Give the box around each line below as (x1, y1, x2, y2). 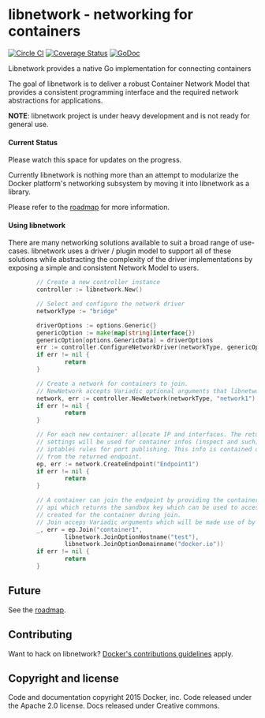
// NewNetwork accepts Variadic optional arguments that (36, 387, 227, 395)
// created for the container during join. (36, 510, 181, 518)
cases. (8, 246, 30, 256)
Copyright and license (8, 671, 120, 685)
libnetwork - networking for (8, 6, 193, 24)
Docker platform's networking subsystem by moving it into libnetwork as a (8, 179, 250, 189)
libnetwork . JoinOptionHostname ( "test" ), (64, 533, 200, 541)
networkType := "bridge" (36, 307, 118, 315)
